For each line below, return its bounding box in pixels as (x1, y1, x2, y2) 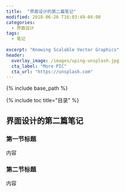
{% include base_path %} (6, 85, 68, 92)
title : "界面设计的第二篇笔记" (6, 8, 76, 15)
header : (6, 52, 25, 58)
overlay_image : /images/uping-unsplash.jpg (11, 58, 119, 63)
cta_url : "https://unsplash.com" (11, 69, 93, 75)
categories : (6, 19, 35, 25)
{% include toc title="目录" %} (6, 97, 79, 104)
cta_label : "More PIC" (11, 63, 67, 69)
